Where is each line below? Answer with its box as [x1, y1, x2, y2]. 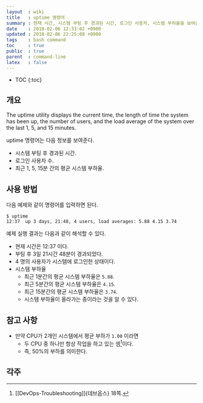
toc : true [6, 43, 45, 49]
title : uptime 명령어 [6, 15, 65, 21]
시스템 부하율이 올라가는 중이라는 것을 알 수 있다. [24, 295, 139, 303]
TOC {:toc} [14, 76, 42, 83]
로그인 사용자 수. [14, 157, 54, 164]
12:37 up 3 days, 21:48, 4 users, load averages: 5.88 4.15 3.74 [6, 219, 177, 225]
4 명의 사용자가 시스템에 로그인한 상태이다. [14, 258, 116, 265]
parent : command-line [6, 54, 66, 60]
